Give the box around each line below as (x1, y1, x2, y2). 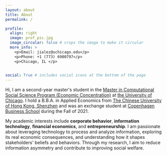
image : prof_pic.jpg (10, 35, 53, 41)
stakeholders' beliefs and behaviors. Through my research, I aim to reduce (5, 140, 161, 146)
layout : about (5, 7, 35, 13)
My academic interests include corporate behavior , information (5, 118, 140, 124)
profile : (5, 26, 24, 31)
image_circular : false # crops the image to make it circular (10, 40, 144, 46)
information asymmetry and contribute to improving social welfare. (5, 145, 144, 151)
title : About (5, 12, 33, 17)
